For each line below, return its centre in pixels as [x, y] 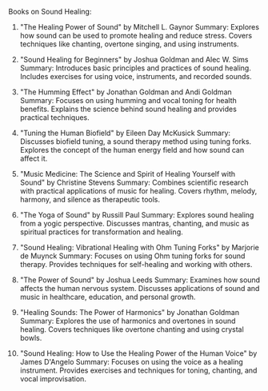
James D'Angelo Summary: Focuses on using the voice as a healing [132, 362]
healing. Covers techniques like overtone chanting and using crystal [132, 329]
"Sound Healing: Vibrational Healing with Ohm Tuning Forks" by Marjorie [140, 247]
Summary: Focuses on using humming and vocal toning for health [128, 100]
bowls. [31, 338]
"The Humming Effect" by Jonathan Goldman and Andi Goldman [126, 92]
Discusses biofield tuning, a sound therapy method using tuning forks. [136, 142]
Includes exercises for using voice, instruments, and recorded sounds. [136, 76]
